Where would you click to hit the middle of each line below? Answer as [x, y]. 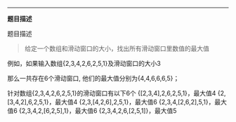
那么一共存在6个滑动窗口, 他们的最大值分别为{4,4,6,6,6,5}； [93, 79]
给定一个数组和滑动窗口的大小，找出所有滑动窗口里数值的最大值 [117, 48]
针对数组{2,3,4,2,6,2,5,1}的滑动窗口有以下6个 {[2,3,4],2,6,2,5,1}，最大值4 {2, [117, 93]
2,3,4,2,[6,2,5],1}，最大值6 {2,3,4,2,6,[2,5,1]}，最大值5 [99, 111]
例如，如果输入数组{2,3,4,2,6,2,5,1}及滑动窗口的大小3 [84, 64]
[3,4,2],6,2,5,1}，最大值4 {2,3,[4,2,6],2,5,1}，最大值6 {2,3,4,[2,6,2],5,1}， [111, 102]
